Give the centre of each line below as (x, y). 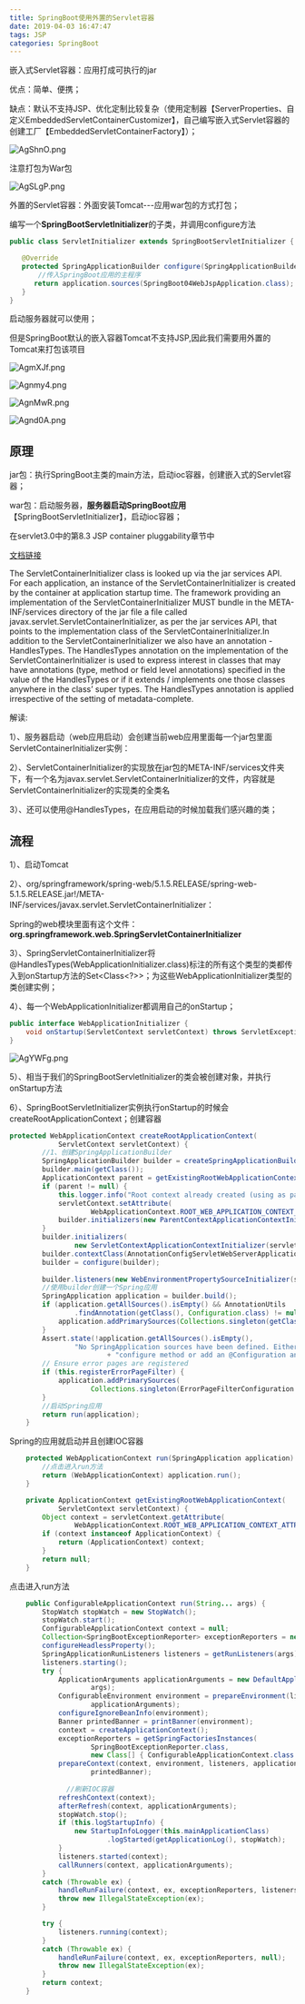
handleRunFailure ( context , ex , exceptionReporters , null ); (172, 1958)
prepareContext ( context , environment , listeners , (153, 1764)
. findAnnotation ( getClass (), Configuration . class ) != (178, 1313)
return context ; (73, 1983)
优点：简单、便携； (45, 89)
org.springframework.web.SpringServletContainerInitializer (126, 934)
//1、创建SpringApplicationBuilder (107, 1153)
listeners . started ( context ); (113, 1856)
